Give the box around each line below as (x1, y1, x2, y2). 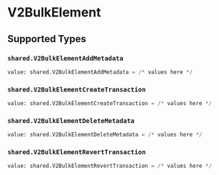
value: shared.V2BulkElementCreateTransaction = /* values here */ (7, 100, 213, 107)
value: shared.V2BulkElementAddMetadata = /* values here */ (7, 69, 193, 76)
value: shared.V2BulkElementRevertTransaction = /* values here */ (7, 162, 213, 170)
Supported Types (7, 33, 87, 45)
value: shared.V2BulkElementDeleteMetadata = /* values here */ (7, 131, 203, 139)
